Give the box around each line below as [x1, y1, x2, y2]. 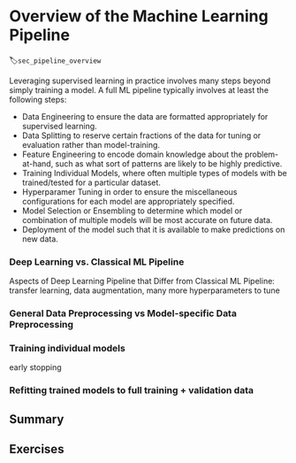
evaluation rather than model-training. [21, 139, 161, 150]
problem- [244, 149, 279, 159]
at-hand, [21, 158, 54, 169]
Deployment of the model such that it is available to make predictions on [21, 224, 285, 235]
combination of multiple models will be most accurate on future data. [21, 214, 273, 225]
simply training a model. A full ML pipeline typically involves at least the [9, 84, 269, 95]
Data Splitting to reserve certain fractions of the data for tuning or [21, 130, 262, 141]
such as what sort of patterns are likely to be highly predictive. [55, 158, 283, 169]
